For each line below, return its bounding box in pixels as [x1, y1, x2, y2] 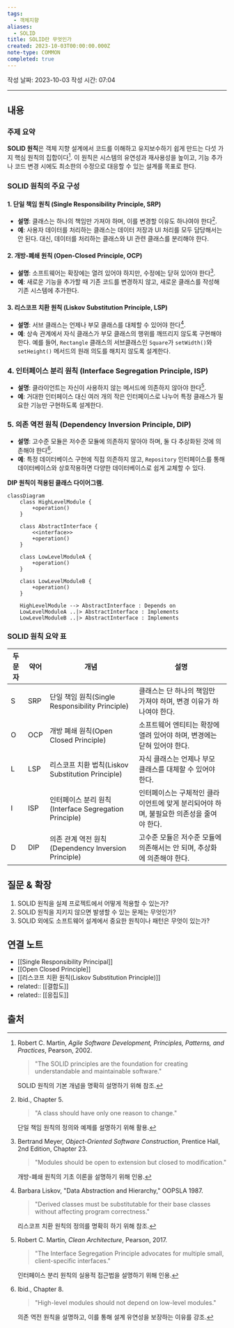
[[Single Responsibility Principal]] [17, 958, 114, 966]
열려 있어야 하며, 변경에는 [139, 730, 217, 740]
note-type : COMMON [7, 50, 61, 56]
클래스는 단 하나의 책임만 [139, 686, 216, 695]
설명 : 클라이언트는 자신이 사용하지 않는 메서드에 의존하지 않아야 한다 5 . [17, 382, 207, 391]
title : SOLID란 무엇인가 [7, 36, 72, 43]
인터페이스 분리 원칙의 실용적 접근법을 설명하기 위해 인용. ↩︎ [17, 1271, 179, 1280]
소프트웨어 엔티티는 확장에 [139, 720, 220, 730]
